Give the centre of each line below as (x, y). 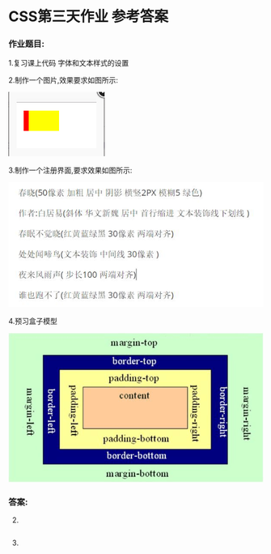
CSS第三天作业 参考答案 (89, 17)
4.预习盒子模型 (33, 321)
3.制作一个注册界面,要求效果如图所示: (70, 170)
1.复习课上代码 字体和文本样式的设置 (69, 63)
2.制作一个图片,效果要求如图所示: (64, 80)
